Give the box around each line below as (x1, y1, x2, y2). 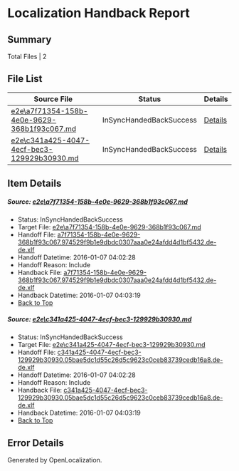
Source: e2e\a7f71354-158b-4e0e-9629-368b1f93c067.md (7, 197, 188, 206)
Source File (33, 94, 73, 104)
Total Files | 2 (7, 52, 47, 61)
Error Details (7, 437, 64, 449)
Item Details (7, 177, 62, 190)
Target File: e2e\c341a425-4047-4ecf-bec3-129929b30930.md (17, 341, 206, 349)
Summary (7, 33, 52, 46)
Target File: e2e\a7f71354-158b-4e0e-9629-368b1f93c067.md (17, 223, 201, 232)
